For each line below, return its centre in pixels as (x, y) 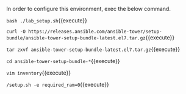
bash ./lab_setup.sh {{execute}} (47, 20)
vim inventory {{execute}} (39, 73)
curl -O (16, 32)
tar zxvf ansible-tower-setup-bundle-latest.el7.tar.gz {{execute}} (93, 49)
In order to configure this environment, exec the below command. (88, 9)
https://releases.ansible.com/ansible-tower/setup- (95, 32)
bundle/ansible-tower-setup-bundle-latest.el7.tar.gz (76, 38)
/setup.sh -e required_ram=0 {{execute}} (58, 85)
